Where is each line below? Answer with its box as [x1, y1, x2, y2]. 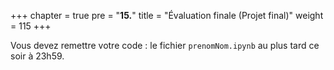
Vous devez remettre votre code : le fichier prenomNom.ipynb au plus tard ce [10, 40, 320, 51]
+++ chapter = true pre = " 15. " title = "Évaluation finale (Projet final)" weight [10, 10, 324, 21]
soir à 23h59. [10, 50, 65, 62]
